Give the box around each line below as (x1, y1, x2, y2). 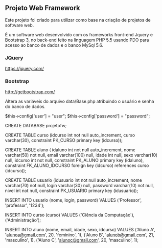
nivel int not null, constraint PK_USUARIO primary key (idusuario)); (5, 188, 139, 193)
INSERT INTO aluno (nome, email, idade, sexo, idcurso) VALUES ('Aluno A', (5, 227, 156, 233)
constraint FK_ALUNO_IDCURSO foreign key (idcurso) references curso (5, 163, 149, 168)
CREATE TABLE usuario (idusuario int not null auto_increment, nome (5, 177, 142, 183)
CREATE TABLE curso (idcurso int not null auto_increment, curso (5, 132, 135, 138)
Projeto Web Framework (5, 4, 80, 12)
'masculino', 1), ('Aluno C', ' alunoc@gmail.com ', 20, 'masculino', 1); (5, 237, 139, 243)
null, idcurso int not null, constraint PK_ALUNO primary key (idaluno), (5, 157, 144, 164)
